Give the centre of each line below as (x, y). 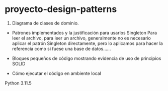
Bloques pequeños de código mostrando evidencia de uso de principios (87, 58)
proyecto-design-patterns (61, 9)
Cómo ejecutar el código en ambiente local (57, 73)
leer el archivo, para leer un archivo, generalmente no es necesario (81, 38)
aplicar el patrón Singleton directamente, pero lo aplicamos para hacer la (87, 43)
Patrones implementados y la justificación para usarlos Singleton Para (84, 32)
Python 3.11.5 (18, 83)
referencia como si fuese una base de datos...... (61, 48)
